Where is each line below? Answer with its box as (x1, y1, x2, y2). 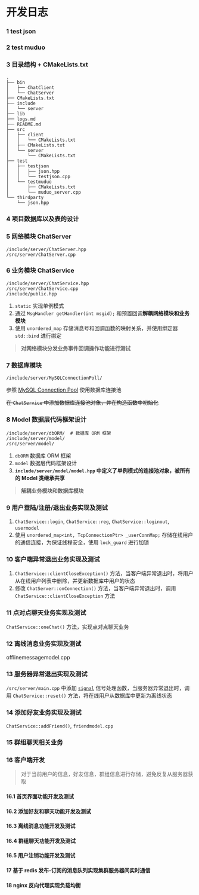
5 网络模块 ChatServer (6, 233, 71, 241)
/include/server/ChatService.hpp (6, 280, 89, 286)
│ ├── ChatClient (6, 85, 55, 91)
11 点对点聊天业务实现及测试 (6, 608, 86, 616)
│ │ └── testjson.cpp (6, 174, 70, 180)
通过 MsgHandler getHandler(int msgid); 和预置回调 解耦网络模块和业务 (14, 309, 189, 317)
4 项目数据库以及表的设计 (6, 215, 79, 223)
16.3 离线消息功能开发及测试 (6, 823, 76, 830)
